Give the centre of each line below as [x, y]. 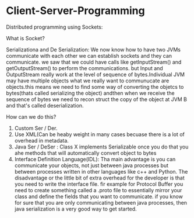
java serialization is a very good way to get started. [75, 209]
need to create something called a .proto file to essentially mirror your [98, 190]
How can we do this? [31, 117]
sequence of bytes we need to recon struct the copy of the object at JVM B [97, 99]
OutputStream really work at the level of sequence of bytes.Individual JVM [96, 74]
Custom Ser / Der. [36, 128]
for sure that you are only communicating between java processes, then [101, 202]
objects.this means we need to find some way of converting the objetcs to [95, 86]
